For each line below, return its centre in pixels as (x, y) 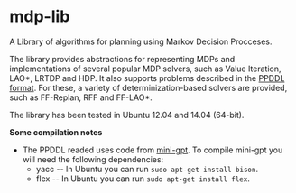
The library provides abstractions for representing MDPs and (122, 59)
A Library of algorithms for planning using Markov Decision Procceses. (141, 41)
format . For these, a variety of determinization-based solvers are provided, (148, 87)
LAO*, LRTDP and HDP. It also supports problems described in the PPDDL (147, 78)
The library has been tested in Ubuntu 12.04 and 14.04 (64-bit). (127, 115)
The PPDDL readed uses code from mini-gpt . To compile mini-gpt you (153, 150)
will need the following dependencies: (93, 159)
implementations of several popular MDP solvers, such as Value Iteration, (145, 69)
